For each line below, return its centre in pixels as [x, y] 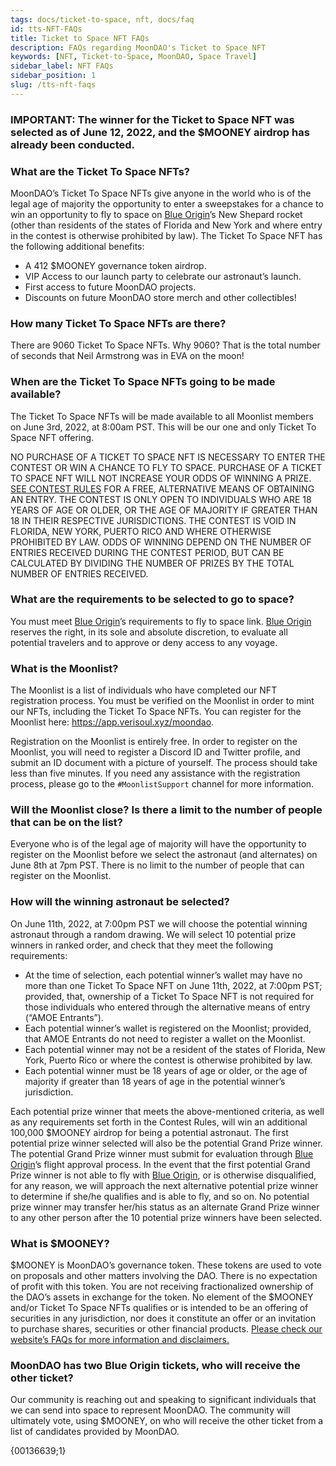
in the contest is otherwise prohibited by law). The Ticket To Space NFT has [166, 235]
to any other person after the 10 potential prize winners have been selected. [166, 1217]
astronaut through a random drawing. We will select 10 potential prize [153, 934]
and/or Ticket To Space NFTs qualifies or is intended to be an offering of [159, 1308]
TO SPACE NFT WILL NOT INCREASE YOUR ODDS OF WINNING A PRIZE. [161, 478]
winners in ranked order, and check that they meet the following [142, 945]
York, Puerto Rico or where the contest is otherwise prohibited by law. [168, 1060]
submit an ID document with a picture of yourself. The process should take [164, 763]
